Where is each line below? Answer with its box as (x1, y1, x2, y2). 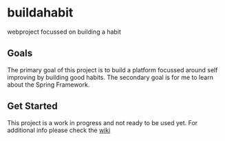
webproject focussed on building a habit (7, 28, 122, 36)
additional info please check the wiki (7, 126, 111, 134)
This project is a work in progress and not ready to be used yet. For (7, 118, 198, 127)
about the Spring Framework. (7, 80, 90, 89)
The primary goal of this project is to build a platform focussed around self (7, 65, 218, 74)
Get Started (7, 100, 58, 112)
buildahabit (7, 5, 74, 21)
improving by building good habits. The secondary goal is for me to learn (7, 73, 213, 81)
